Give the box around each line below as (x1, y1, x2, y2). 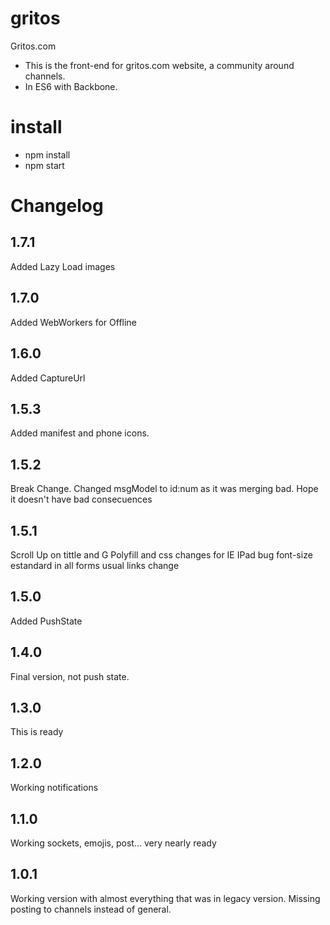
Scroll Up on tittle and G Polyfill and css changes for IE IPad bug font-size (10, 548, 313, 561)
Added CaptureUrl (10, 372, 86, 384)
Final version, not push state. (10, 670, 130, 682)
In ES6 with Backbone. (24, 80, 118, 92)
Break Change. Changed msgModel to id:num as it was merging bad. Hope (10, 483, 319, 495)
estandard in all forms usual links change (10, 559, 180, 571)
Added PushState (10, 615, 83, 627)
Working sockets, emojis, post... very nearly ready (10, 837, 217, 849)
